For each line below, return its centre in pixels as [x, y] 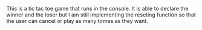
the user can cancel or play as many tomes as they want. [77, 21]
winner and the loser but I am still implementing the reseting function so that [101, 15]
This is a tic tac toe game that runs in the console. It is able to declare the [97, 9]
